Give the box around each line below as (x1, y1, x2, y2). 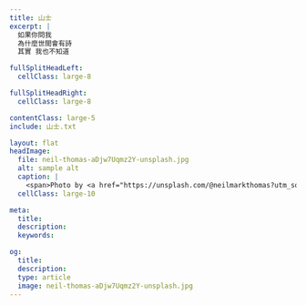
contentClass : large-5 (9, 113, 96, 123)
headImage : (9, 147, 51, 156)
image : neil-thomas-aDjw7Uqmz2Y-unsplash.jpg (17, 281, 194, 290)
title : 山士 (9, 13, 52, 23)
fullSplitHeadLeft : (9, 64, 84, 73)
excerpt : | (9, 22, 51, 31)
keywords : (17, 231, 55, 240)
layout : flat (9, 138, 59, 147)
